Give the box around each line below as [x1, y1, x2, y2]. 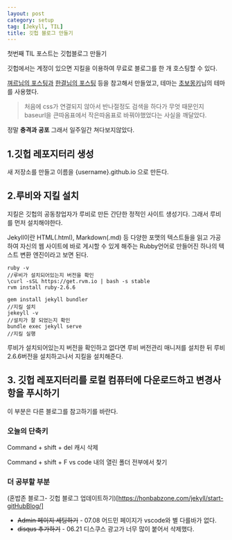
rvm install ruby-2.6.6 [7, 284, 76, 291]
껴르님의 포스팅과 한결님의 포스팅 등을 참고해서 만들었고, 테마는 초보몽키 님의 [7, 79, 213, 87]
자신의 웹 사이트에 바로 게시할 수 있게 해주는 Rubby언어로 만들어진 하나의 [19, 242, 217, 250]
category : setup [7, 17, 54, 24]
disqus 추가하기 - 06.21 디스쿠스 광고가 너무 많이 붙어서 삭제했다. [17, 525, 195, 533]
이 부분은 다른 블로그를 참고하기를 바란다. [7, 407, 118, 415]
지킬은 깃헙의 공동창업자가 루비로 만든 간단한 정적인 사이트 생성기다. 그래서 [7, 210, 209, 218]
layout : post [7, 10, 45, 17]
